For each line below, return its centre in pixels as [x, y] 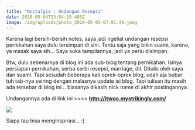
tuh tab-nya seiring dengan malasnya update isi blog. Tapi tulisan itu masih [96, 81]
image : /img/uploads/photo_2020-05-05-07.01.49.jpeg [72, 22]
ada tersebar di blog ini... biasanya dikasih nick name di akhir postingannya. [97, 87]
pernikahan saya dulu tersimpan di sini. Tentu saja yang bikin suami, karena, [98, 45]
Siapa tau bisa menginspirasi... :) [45, 121]
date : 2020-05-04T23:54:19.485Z [45, 17]
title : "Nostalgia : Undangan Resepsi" [55, 11]
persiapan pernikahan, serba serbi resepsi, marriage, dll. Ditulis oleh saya [95, 69]
